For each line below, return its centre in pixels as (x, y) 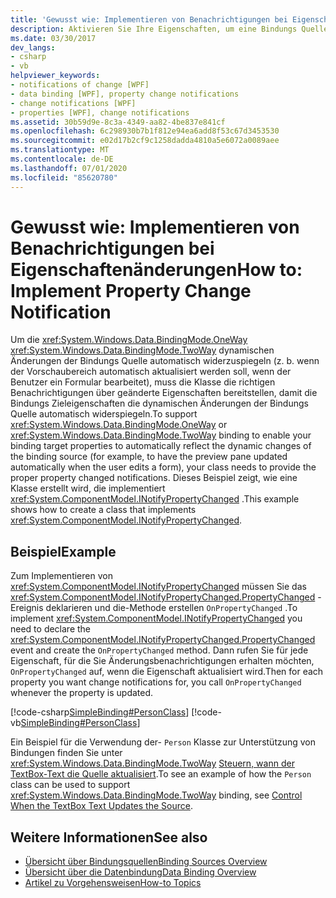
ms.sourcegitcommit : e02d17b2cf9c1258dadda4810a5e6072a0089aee (145, 141)
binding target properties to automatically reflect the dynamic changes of (161, 446)
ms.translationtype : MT (60, 150)
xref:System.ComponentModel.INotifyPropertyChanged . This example (155, 499)
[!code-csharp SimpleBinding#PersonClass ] (100, 712)
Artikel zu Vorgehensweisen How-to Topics (113, 883)
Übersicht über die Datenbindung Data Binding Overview (140, 872)
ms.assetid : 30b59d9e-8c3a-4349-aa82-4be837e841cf (118, 122)
